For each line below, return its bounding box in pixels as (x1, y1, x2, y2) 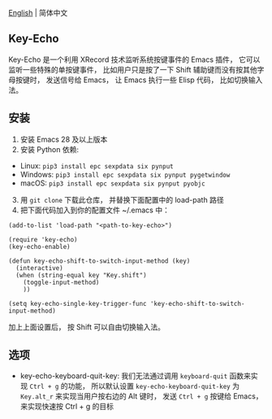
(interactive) (15, 264, 63, 272)
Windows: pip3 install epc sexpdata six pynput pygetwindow (19, 169, 231, 179)
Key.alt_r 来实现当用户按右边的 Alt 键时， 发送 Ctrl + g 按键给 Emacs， (19, 391, 263, 401)
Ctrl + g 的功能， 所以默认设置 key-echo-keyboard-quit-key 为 (29, 382, 240, 391)
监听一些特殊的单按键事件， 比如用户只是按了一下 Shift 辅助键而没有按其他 (8, 64, 257, 74)
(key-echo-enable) (8, 242, 71, 251)
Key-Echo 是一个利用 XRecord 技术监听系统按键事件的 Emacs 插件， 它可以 (8, 55, 261, 64)
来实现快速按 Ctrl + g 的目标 (19, 402, 114, 412)
